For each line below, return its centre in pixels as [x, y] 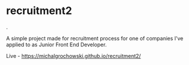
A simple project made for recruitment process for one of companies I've [95, 38]
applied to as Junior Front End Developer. [56, 45]
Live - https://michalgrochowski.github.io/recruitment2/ [74, 56]
